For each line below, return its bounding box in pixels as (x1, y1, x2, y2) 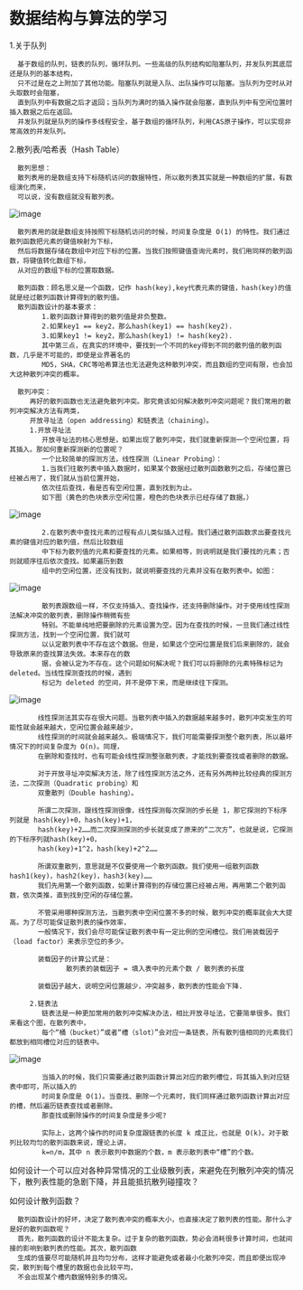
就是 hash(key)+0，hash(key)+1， (15, 815, 137, 824)
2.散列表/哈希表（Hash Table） (9, 144, 124, 155)
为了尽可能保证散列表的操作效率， (22, 918, 131, 927)
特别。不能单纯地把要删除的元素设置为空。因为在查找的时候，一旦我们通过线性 (41, 620, 290, 629)
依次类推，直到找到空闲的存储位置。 (22, 890, 137, 899)
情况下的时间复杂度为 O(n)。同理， (9, 742, 124, 751)
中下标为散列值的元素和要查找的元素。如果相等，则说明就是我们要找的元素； (41, 547, 284, 556)
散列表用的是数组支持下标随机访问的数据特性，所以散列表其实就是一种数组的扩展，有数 (17, 173, 293, 182)
